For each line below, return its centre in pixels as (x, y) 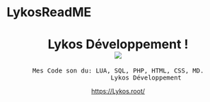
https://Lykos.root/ (118, 91)
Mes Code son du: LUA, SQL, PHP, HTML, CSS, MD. (118, 71)
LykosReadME (49, 12)
